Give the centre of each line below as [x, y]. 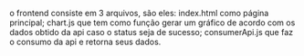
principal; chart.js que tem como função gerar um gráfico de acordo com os [152, 23]
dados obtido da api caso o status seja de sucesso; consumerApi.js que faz [152, 32]
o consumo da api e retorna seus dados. [85, 42]
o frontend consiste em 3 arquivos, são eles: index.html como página [139, 13]
